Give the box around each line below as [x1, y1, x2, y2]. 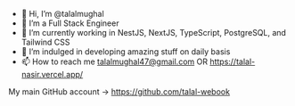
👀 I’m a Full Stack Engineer [20, 18, 119, 29]
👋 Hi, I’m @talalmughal [20, 9, 104, 19]
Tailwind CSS [20, 37, 70, 47]
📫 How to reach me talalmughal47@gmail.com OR [20, 56, 209, 67]
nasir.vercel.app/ [20, 69, 84, 79]
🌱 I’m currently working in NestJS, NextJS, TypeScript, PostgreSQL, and [20, 28, 287, 37]
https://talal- [209, 56, 256, 67]
